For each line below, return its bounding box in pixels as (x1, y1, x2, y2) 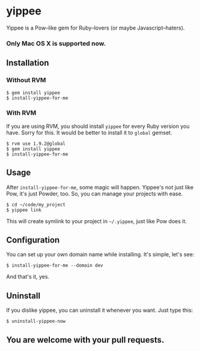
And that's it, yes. (6, 273, 50, 280)
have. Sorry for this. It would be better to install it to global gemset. (6, 128, 172, 136)
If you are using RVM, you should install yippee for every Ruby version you (6, 122, 190, 130)
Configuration (6, 235, 60, 245)
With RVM (6, 109, 37, 117)
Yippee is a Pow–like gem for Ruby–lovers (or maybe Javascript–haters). (6, 24, 185, 31)
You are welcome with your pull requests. (6, 335, 165, 345)
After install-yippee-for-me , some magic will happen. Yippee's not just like (6, 183, 194, 191)
